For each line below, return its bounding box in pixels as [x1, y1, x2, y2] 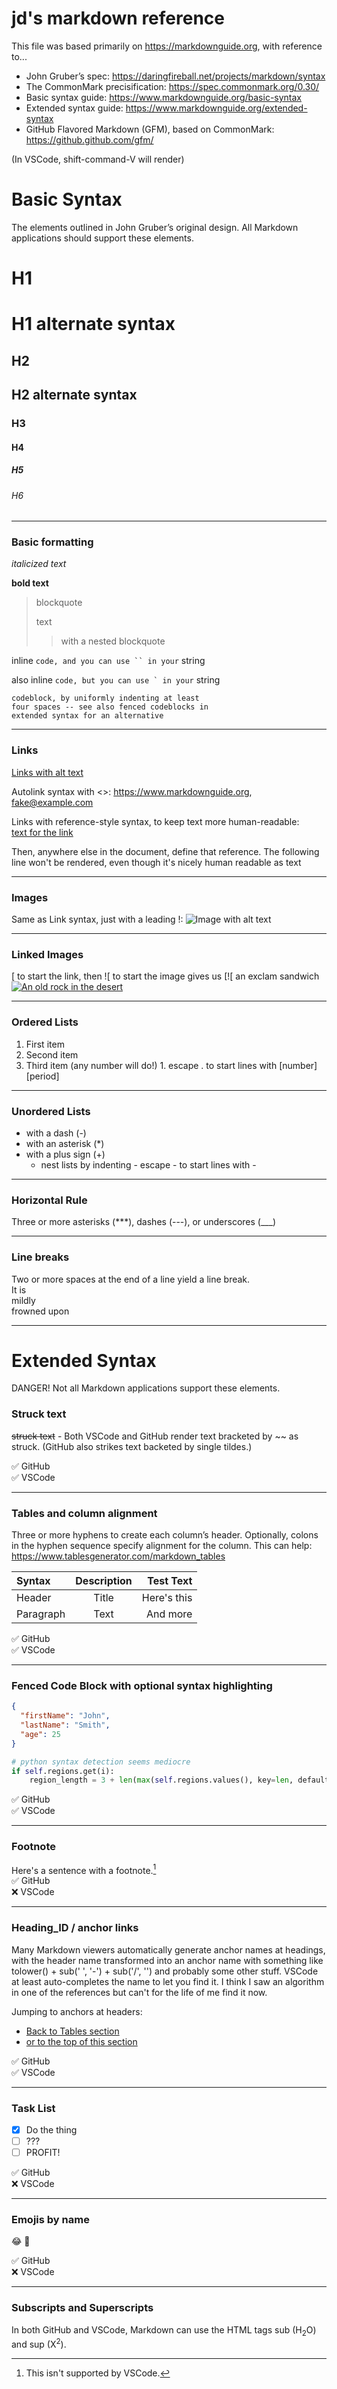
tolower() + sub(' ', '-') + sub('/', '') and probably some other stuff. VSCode [11, 1965, 319, 1977]
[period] [25, 1070, 60, 1082]
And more [146, 1607, 193, 1621]
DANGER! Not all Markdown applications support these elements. [11, 1382, 281, 1394]
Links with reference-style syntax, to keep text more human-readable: [11, 815, 300, 827]
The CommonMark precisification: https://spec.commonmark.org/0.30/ [25, 80, 320, 92]
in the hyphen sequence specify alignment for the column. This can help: [11, 1540, 313, 1552]
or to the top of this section [25, 2035, 138, 2047]
